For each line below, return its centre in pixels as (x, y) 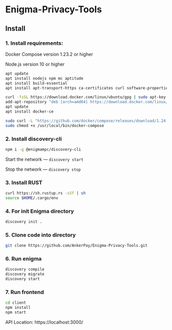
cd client (16, 303)
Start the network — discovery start (44, 159)
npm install (18, 308)
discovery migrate (25, 274)
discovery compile (25, 269)
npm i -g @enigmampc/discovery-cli (43, 149)
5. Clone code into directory (40, 235)
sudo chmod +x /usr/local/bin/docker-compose (55, 125)
